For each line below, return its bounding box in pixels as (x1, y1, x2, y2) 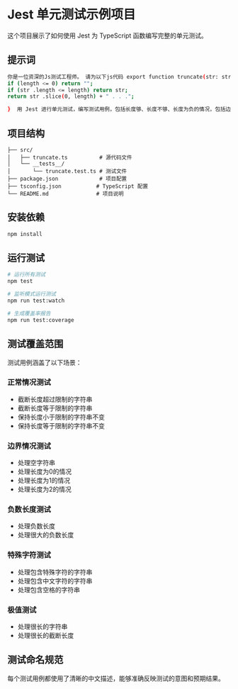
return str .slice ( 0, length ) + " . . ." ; (7, 93, 135, 100)
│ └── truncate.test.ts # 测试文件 (7, 167, 127, 174)
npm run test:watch (7, 297, 65, 305)
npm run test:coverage (7, 316, 74, 323)
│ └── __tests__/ (7, 160, 65, 167)
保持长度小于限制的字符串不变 (17, 413, 105, 421)
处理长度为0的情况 (17, 467, 72, 476)
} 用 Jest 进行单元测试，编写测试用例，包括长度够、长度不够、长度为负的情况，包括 (7, 106, 226, 113)
